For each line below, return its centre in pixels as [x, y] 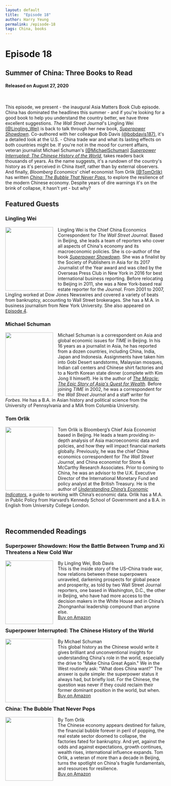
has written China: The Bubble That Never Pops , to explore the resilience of [84, 177]
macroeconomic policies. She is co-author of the [109, 251]
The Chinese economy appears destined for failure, [112, 725]
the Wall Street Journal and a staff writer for [104, 395]
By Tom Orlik [71, 720]
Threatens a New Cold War [39, 552]
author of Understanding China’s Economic [103, 489]
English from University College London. [48, 506]
